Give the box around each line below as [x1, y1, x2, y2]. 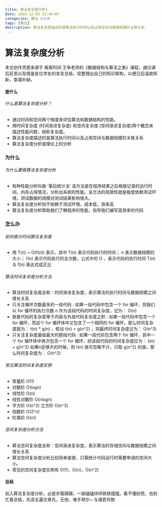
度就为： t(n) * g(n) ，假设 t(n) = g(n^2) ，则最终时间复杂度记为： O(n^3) [12, 326, 157, 332]
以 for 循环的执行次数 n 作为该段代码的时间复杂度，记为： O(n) [12, 308, 137, 313]
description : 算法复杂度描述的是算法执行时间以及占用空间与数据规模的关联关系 [5, 25, 145, 30]
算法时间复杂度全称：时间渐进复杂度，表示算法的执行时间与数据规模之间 [12, 290, 156, 295]
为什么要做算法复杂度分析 [5, 167, 56, 173]
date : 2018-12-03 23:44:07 [5, 12, 59, 16]
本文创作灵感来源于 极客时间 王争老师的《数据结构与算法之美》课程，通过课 [5, 65, 156, 70]
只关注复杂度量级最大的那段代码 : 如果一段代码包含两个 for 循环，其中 [12, 332, 151, 338]
